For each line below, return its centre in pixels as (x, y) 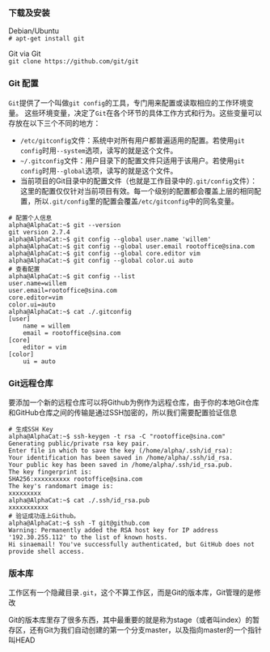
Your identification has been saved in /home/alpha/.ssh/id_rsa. (120, 457)
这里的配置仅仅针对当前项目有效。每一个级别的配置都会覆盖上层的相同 (137, 191)
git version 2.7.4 (39, 232)
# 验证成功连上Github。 (44, 516)
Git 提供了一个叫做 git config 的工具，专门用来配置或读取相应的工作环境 (128, 102)
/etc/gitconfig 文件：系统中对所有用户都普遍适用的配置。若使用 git (132, 140)
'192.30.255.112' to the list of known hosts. (88, 537)
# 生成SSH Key (31, 429)
